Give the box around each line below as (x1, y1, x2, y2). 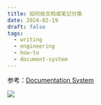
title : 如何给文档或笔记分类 (7, 10, 83, 17)
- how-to (13, 50, 40, 57)
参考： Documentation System (7, 76, 94, 84)
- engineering (13, 43, 55, 50)
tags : (7, 29, 23, 37)
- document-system (13, 56, 69, 63)
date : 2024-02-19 (7, 17, 59, 24)
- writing (13, 36, 42, 43)
